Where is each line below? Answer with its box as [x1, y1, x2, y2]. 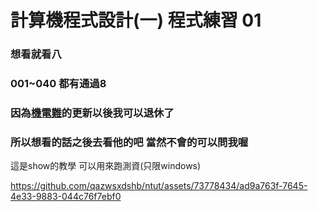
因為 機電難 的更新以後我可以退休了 [10, 106, 175, 120]
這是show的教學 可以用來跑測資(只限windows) [10, 160, 202, 172]
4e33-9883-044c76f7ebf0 [10, 191, 122, 203]
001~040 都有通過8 [10, 77, 107, 91]
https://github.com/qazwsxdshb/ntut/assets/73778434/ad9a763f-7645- [10, 180, 308, 192]
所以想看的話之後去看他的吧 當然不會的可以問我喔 [10, 135, 249, 149]
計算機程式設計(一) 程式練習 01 [10, 9, 262, 32]
